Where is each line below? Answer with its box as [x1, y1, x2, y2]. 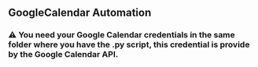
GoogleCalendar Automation [8, 6, 152, 19]
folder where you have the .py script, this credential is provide [8, 39, 250, 50]
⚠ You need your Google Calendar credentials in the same [8, 30, 236, 41]
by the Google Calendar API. [8, 49, 119, 60]
